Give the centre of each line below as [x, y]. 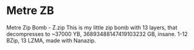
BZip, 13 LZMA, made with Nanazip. [51, 40]
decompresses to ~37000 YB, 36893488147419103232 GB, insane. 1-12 [97, 34]
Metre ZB [30, 11]
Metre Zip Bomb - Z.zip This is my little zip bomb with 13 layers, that [92, 27]
